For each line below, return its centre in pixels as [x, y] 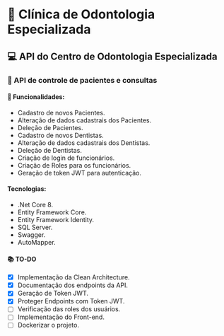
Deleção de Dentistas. [50, 150]
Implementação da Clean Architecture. [73, 277]
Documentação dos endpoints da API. [73, 285]
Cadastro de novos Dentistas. [60, 135]
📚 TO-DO [22, 259]
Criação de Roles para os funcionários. [74, 165]
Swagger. [31, 234]
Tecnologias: [27, 189]
